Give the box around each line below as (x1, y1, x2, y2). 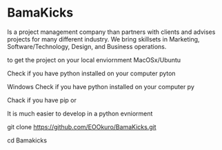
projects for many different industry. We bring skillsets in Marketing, (7, 35, 200, 43)
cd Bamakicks (7, 136, 47, 144)
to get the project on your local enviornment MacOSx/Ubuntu (7, 55, 181, 64)
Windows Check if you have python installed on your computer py (7, 82, 194, 91)
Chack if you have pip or (7, 95, 77, 104)
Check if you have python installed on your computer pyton (7, 69, 176, 77)
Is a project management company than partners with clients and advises (7, 28, 216, 36)
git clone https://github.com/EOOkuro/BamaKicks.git (7, 122, 157, 131)
